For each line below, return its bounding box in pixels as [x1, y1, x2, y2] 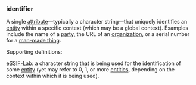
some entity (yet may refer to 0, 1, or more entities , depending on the [6, 66, 175, 73]
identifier [6, 5, 34, 13]
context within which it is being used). [6, 73, 99, 80]
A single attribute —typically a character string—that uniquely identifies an [6, 18, 188, 25]
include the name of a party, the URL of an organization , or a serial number [6, 31, 190, 38]
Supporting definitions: [6, 48, 63, 55]
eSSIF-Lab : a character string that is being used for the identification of [6, 60, 181, 67]
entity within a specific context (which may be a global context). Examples [6, 24, 189, 31]
